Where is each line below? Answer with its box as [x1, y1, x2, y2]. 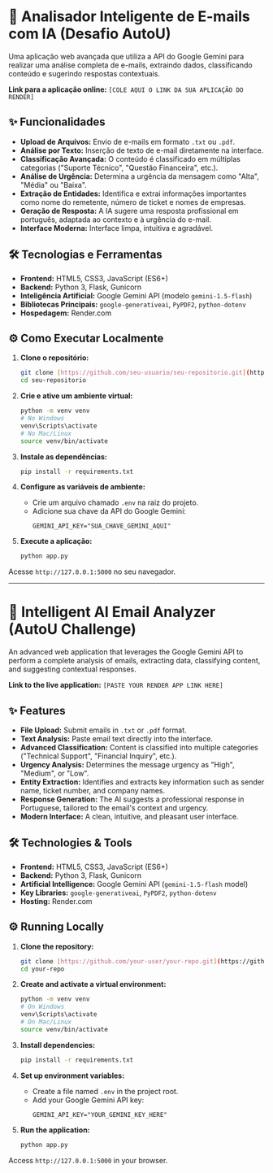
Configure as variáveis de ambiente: [19, 482, 146, 492]
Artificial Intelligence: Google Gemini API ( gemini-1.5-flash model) [19, 879, 249, 888]
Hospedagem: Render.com [19, 308, 112, 318]
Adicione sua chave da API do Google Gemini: [32, 506, 187, 516]
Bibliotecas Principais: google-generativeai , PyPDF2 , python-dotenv [19, 299, 246, 309]
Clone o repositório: [19, 353, 89, 363]
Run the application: [19, 1125, 91, 1135]
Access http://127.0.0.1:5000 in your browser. [8, 1155, 168, 1165]
